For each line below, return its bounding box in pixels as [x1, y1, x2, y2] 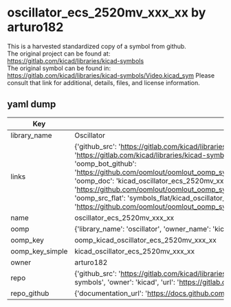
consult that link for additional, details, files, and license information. [7, 78, 201, 87]
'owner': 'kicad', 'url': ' [107, 277, 179, 286]
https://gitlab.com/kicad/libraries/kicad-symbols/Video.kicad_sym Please [7, 71, 215, 80]
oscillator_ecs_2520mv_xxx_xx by [7, 5, 206, 21]
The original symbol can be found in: [7, 64, 111, 72]
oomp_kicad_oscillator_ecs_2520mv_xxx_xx [74, 235, 217, 245]
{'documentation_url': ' [74, 288, 148, 298]
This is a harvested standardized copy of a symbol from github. [7, 42, 187, 50]
